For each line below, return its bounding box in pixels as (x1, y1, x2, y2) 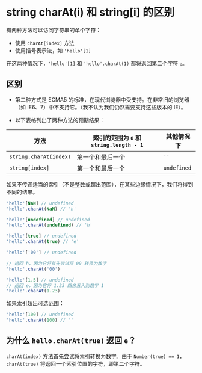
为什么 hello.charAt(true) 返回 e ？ (6, 335, 136, 346)
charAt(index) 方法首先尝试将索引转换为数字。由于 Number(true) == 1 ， (6, 353, 185, 360)
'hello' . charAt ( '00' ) (6, 266, 61, 272)
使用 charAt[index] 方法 (14, 39, 75, 46)
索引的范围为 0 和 (93, 134, 142, 142)
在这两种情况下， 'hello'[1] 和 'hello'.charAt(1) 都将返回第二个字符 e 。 (6, 60, 188, 67)
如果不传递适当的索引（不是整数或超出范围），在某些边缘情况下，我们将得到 (6, 180, 194, 188)
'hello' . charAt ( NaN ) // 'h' (6, 206, 77, 212)
